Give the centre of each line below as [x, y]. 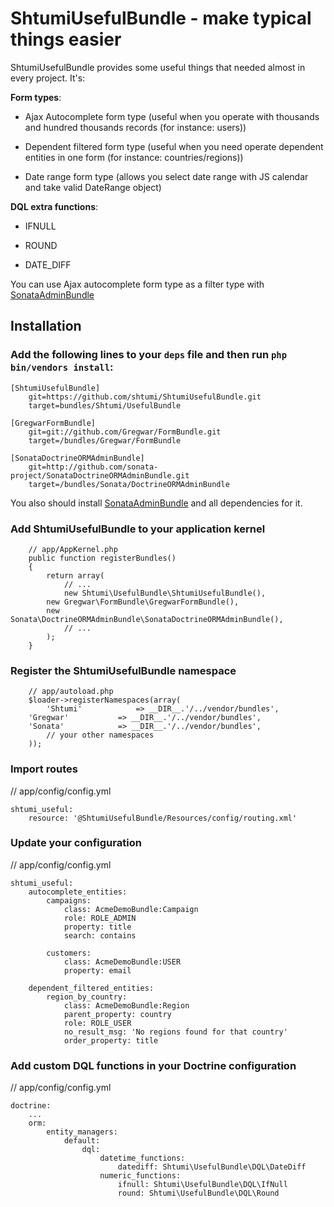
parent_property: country [117, 1014]
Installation [46, 326]
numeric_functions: [140, 1176]
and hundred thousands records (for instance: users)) [135, 127]
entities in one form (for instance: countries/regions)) [134, 157]
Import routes [44, 769]
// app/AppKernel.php [73, 549]
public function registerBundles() [102, 558]
